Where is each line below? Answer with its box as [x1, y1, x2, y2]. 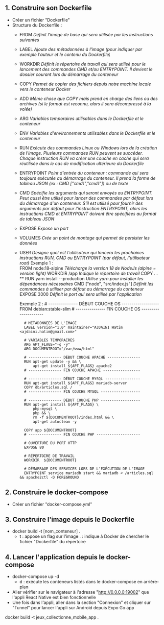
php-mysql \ [32, 406, 57, 411]
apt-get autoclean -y [32, 419, 77, 424]
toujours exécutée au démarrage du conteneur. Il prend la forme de [19, 175, 156, 181]
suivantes [19, 37, 40, 43]
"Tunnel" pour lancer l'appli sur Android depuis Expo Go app [12, 605, 135, 611]
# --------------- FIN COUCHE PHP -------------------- [23, 432, 141, 437]
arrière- [143, 579, 159, 585]
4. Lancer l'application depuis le [5, 553, 105, 561]
